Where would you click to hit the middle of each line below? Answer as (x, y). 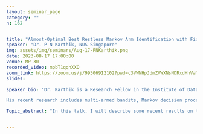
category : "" (23, 18)
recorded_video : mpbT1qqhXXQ (43, 67)
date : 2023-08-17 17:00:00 (40, 56)
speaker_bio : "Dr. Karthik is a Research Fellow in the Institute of (96, 89)
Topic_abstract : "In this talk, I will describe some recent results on (100, 111)
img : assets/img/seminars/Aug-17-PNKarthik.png (67, 51)
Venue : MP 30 (23, 62)
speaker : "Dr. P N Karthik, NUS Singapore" (62, 45)
